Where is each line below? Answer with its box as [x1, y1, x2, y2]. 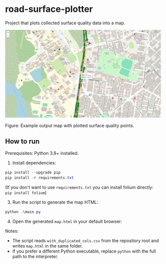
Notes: [5, 228, 19, 234]
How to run [5, 137, 40, 145]
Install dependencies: [12, 160, 56, 166]
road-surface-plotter [5, 3, 93, 15]
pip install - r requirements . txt [5, 175, 74, 180]
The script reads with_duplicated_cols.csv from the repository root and [12, 237, 159, 244]
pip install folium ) [5, 190, 47, 196]
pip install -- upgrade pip [5, 170, 61, 175]
